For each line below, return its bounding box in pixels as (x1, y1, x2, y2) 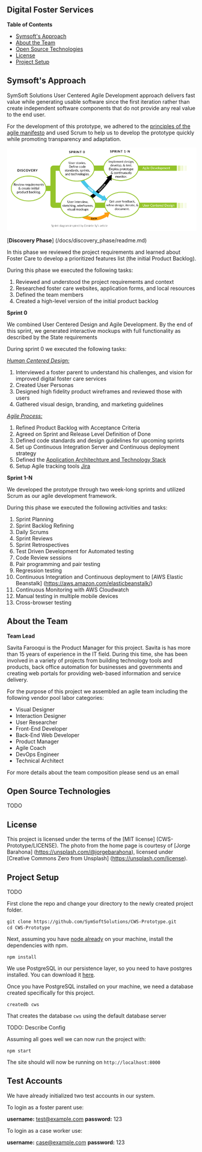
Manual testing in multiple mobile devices (15, 592, 118, 599)
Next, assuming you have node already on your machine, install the (7, 936, 173, 942)
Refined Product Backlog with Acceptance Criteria (15, 424, 141, 431)
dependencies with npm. (7, 942, 69, 949)
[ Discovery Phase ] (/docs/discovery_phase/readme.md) (7, 236, 147, 244)
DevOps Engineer (15, 751, 60, 758)
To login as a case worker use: (7, 1127, 83, 1134)
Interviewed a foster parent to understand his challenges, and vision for (15, 368, 193, 376)
